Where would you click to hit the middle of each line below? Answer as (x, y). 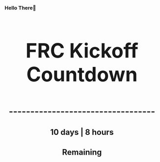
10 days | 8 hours (82, 132)
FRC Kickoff (82, 50)
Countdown (82, 74)
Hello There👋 (20, 8)
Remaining (82, 152)
